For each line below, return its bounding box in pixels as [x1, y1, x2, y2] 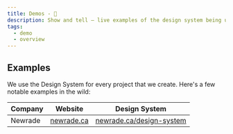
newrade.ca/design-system [95, 115, 187, 125]
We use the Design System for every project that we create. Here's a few [7, 80, 216, 88]
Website [55, 103, 84, 113]
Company [10, 103, 44, 113]
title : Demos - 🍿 [7, 10, 58, 17]
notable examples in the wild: [7, 87, 91, 96]
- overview [13, 36, 45, 43]
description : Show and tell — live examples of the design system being [7, 17, 222, 24]
